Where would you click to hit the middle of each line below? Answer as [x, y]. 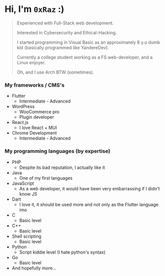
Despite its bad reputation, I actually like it [62, 167]
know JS [28, 194]
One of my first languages [46, 178]
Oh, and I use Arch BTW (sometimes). [55, 72]
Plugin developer [37, 117]
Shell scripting [27, 236]
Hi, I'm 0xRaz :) [35, 9]
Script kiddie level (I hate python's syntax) [62, 252]
